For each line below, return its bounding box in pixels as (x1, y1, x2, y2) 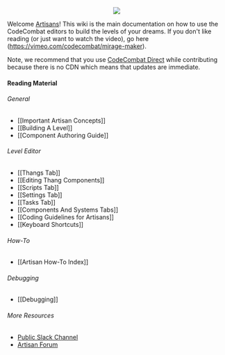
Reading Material (7, 79, 58, 87)
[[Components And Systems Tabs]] (17, 205, 119, 214)
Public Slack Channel (17, 333, 78, 341)
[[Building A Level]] (17, 123, 73, 132)
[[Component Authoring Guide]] (17, 131, 109, 139)
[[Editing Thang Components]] (17, 176, 105, 184)
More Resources (7, 311, 54, 319)
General (7, 95, 30, 103)
